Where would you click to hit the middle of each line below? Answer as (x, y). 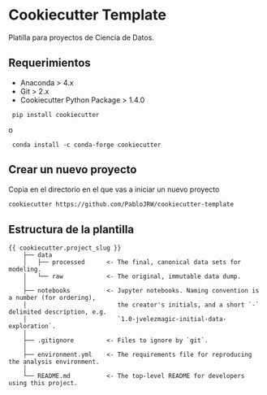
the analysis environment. (54, 362)
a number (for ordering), (52, 298)
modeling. (25, 270)
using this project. (43, 384)
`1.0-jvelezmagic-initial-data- (172, 319)
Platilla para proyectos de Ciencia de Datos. (81, 37)
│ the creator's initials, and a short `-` (141, 305)
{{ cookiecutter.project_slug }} (65, 248)
